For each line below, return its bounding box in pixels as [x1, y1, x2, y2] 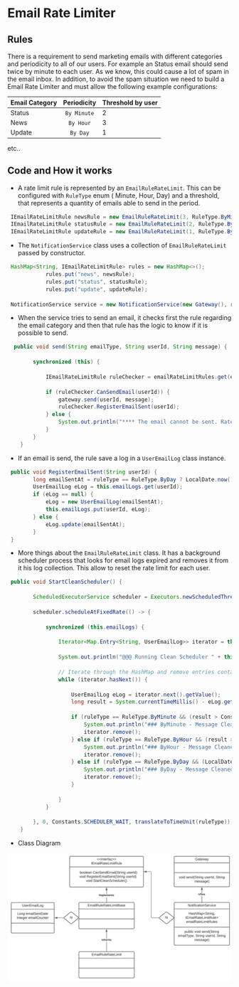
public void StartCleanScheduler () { [10, 578, 122, 586]
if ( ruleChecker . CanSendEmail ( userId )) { [45, 388, 171, 395]
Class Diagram [17, 839, 61, 848]
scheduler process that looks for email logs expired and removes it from [17, 556, 229, 565]
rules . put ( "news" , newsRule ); [45, 271, 135, 278]
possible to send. [17, 329, 69, 337]
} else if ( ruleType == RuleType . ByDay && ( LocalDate [70, 759, 234, 766]
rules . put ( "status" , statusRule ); [45, 278, 148, 285]
